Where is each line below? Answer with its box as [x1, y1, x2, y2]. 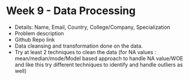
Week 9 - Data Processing [6, 4, 136, 18]
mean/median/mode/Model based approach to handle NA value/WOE [14, 55, 184, 62]
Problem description [14, 29, 64, 36]
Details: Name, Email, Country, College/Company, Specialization [14, 24, 171, 31]
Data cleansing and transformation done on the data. [14, 42, 143, 49]
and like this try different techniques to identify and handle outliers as [14, 61, 183, 68]
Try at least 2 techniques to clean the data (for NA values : [14, 48, 157, 55]
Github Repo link [14, 36, 55, 43]
